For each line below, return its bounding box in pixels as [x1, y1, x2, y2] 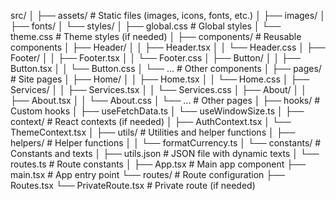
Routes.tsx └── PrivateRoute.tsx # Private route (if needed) [10, 180, 256, 191]
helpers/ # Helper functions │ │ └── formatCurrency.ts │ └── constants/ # [10, 137, 322, 149]
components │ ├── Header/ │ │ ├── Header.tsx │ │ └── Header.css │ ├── [10, 41, 326, 53]
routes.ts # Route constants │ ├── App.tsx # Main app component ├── [10, 158, 307, 170]
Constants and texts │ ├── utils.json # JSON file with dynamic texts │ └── [10, 148, 320, 159]
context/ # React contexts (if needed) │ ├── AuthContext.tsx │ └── [10, 116, 292, 127]
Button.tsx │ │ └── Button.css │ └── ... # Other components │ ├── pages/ [10, 63, 322, 74]
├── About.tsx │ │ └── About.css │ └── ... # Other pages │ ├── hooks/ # [10, 95, 321, 106]
